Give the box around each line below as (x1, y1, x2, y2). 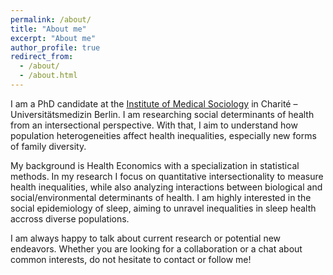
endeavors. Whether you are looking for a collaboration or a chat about (10, 242, 303, 255)
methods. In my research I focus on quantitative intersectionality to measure (10, 170, 324, 182)
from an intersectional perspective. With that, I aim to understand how (10, 119, 298, 131)
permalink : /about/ (10, 14, 92, 25)
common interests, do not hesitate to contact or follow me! (10, 253, 252, 265)
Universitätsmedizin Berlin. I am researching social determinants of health (10, 108, 315, 120)
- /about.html (19, 71, 78, 81)
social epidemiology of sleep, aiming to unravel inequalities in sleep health (10, 202, 317, 214)
